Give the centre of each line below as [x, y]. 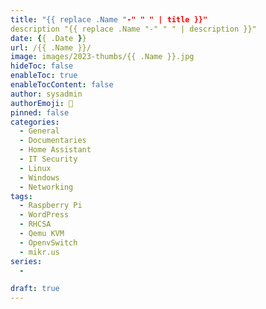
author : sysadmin [46, 94]
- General [39, 131]
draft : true [35, 289]
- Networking [46, 187]
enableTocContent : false [62, 85]
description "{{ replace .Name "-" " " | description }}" [133, 29]
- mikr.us [39, 252]
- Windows [39, 177]
